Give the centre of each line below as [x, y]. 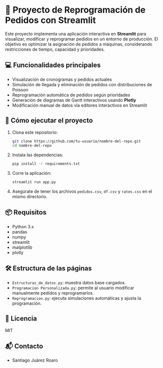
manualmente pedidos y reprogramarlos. [53, 293]
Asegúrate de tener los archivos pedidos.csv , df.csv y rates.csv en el [82, 191]
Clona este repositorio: [35, 132]
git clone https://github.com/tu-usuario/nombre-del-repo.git [76, 141]
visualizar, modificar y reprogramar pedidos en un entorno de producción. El [81, 39]
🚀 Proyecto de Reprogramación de [75, 10]
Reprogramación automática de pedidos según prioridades [71, 95]
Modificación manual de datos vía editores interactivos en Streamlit [80, 105]
